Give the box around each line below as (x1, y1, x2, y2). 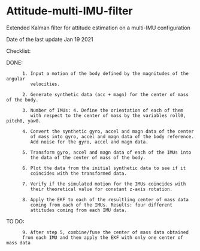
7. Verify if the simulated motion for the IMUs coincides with (22, 181, 186, 187)
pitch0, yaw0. (6, 118, 42, 124)
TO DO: (6, 217, 25, 225)
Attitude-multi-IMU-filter (6, 4, 133, 18)
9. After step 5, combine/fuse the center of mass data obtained (22, 229, 189, 235)
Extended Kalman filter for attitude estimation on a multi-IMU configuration (6, 24, 190, 31)
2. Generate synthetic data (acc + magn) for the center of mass (22, 91, 189, 97)
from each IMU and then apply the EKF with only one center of (22, 234, 184, 241)
